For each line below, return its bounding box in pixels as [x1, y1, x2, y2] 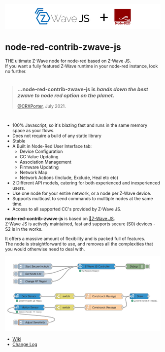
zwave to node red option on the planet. [17, 92, 115, 99]
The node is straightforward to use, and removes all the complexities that [5, 241, 154, 247]
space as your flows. [12, 128, 55, 134]
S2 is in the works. [5, 226, 43, 232]
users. [12, 185, 26, 191]
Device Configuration [19, 148, 63, 154]
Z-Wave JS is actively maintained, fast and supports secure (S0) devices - [5, 221, 156, 227]
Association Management [19, 159, 71, 165]
